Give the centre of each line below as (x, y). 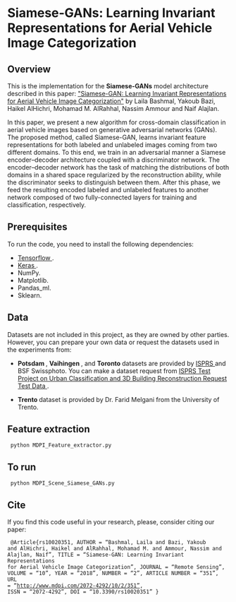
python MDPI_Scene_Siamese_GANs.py (62, 483)
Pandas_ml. (34, 288)
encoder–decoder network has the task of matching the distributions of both (118, 167)
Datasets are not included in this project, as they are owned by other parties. (118, 334)
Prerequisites (37, 227)
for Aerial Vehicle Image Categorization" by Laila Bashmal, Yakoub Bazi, (111, 101)
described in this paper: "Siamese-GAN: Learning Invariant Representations (117, 94)
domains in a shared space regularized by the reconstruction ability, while (114, 175)
